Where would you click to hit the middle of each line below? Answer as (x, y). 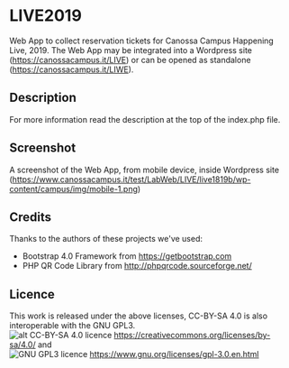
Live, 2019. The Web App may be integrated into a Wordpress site (131, 50)
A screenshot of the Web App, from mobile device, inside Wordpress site (144, 170)
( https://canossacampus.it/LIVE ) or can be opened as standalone (130, 60)
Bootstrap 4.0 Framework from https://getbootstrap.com (127, 256)
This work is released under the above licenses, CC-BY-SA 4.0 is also (139, 316)
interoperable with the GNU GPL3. (72, 326)
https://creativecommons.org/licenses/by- (192, 336)
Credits (31, 217)
